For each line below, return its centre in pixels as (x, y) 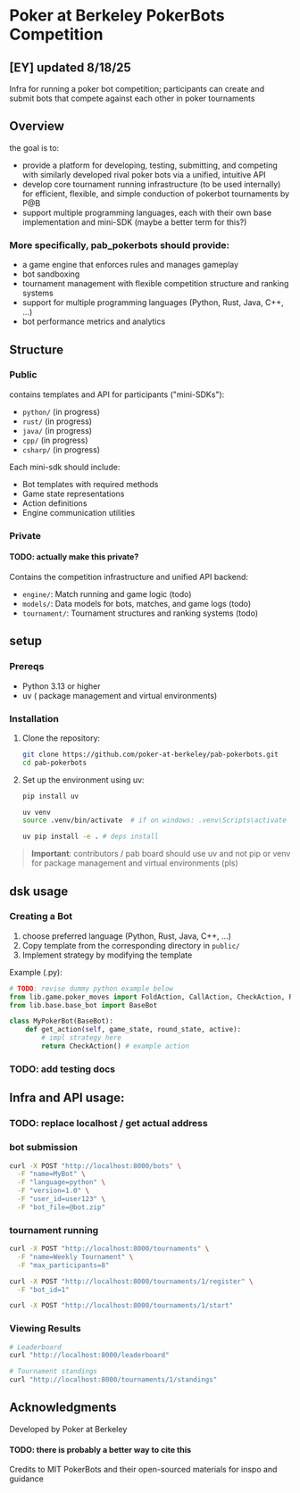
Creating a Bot (41, 917)
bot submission (44, 1148)
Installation (34, 718)
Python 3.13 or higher (61, 686)
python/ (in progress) (61, 411)
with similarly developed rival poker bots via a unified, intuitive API (144, 174)
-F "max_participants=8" (63, 1265)
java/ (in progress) (57, 430)
